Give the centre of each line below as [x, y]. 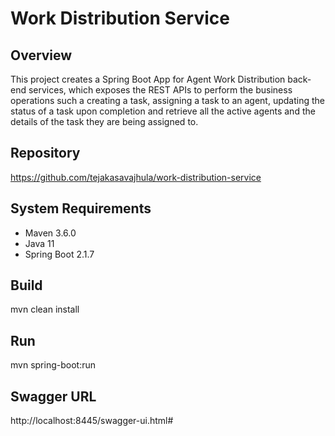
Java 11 [39, 243]
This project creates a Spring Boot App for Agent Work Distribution [148, 79]
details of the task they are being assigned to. [104, 121]
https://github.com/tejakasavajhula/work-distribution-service [136, 177]
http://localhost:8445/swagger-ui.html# [92, 421]
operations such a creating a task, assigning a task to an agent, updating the [167, 100]
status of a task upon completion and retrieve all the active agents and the [163, 111]
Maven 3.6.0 [50, 233]
